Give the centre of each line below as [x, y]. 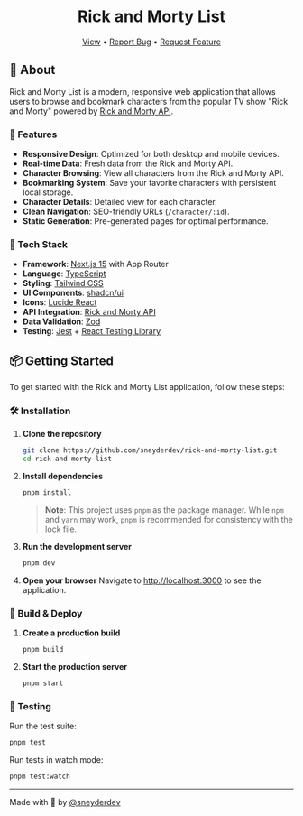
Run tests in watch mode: [56, 760]
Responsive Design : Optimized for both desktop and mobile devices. [151, 154]
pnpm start [43, 683]
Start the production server [75, 667]
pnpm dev [39, 563]
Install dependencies [63, 477]
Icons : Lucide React [60, 302]
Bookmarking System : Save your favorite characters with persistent [149, 183]
